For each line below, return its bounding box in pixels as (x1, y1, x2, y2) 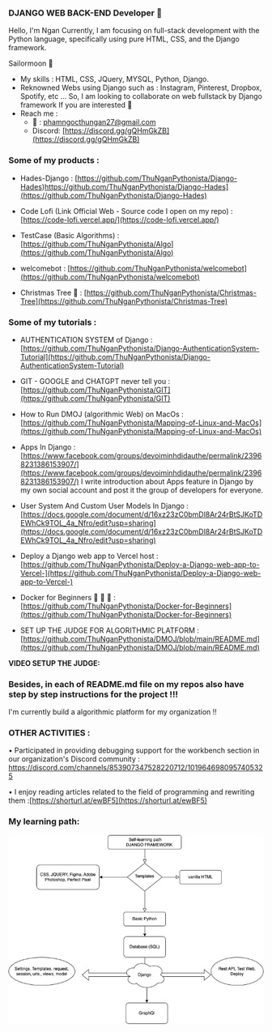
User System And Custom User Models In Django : (19, 501, 189, 510)
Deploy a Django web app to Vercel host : (19, 551, 159, 561)
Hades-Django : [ (19, 173, 79, 183)
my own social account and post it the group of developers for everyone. (19, 485, 264, 495)
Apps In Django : (19, 441, 76, 452)
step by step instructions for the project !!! (8, 689, 178, 700)
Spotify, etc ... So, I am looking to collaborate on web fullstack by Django (19, 92, 263, 101)
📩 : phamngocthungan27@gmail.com (32, 117, 156, 127)
